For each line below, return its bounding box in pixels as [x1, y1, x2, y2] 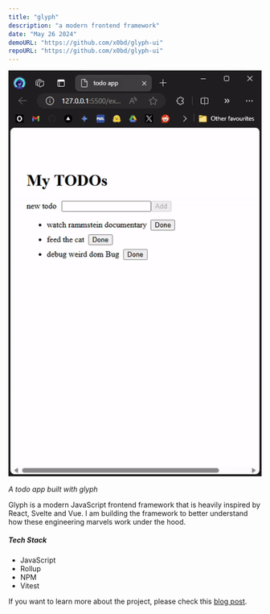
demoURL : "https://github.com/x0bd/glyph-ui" [8, 39, 163, 47]
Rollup [19, 564, 42, 574]
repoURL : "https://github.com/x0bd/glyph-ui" [8, 47, 163, 56]
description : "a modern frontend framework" [8, 21, 160, 30]
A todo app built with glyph [8, 484, 98, 494]
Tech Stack [8, 535, 47, 545]
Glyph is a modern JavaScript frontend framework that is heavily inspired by [8, 500, 261, 509]
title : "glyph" [8, 13, 59, 21]
